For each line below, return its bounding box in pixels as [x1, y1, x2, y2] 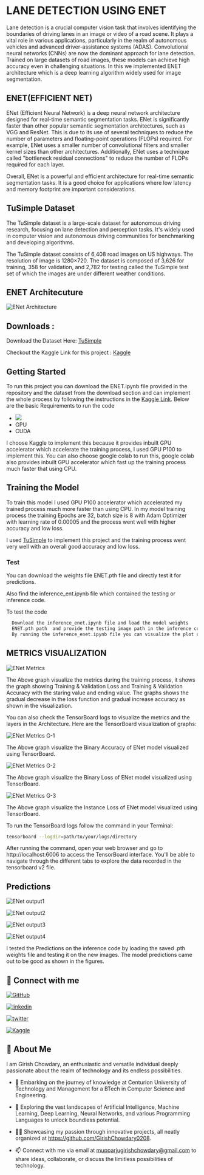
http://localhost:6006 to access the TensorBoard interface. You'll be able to [6, 851, 195, 858]
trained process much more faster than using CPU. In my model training [6, 505, 186, 512]
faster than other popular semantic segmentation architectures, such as [6, 122, 186, 129]
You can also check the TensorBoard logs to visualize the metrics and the [6, 713, 190, 721]
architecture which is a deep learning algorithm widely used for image [6, 69, 181, 76]
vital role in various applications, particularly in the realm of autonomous [6, 36, 187, 44]
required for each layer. [6, 160, 65, 168]
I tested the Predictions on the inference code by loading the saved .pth [6, 945, 186, 952]
